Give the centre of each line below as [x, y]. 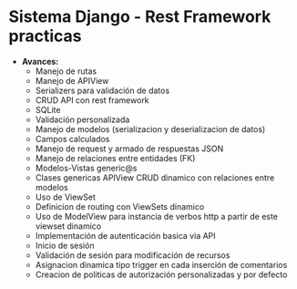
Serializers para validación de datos [102, 90]
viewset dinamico [68, 226]
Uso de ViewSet [66, 197]
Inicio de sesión [65, 245]
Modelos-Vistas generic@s [86, 168]
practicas [45, 36]
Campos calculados [72, 139]
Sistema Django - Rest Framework [140, 17]
